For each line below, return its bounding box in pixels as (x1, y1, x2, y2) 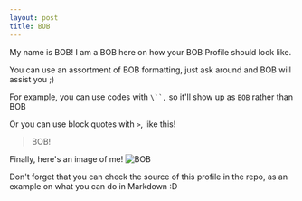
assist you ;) (9, 73, 55, 84)
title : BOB (9, 22, 51, 31)
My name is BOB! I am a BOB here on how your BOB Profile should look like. (9, 46, 292, 57)
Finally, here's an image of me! (9, 153, 124, 164)
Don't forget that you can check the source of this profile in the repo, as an (9, 171, 288, 182)
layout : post (9, 13, 59, 23)
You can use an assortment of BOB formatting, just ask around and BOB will (9, 64, 292, 75)
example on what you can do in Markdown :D (9, 180, 178, 191)
